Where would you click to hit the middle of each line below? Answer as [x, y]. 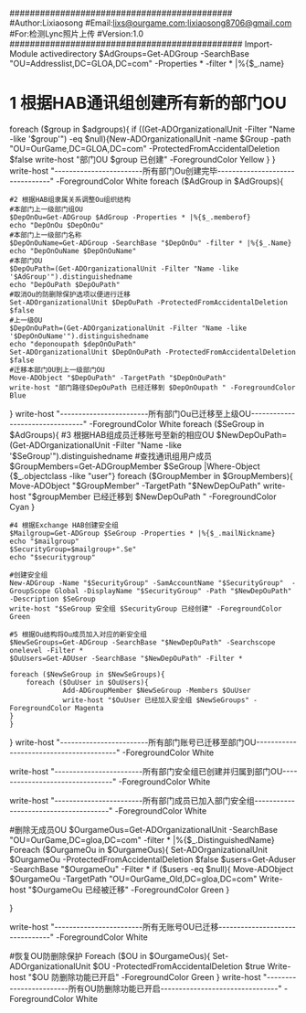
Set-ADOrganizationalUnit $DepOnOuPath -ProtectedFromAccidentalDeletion [153, 352]
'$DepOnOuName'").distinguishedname [79, 336]
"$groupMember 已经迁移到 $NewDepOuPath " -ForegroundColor [152, 496]
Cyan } [22, 506]
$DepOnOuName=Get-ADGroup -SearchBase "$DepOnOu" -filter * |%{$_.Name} [151, 243]
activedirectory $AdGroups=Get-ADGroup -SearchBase [144, 53]
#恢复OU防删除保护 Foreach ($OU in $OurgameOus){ [110, 955]
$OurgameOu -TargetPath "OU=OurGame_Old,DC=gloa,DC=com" [133, 879]
